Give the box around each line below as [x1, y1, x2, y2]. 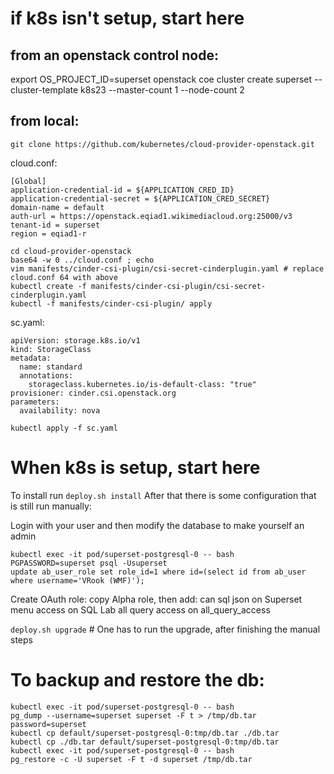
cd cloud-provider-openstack [10, 246, 132, 256]
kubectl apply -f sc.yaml [10, 423, 118, 433]
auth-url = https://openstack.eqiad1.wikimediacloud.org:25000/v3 [10, 211, 293, 221]
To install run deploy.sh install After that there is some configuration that [10, 489, 317, 501]
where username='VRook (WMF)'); [10, 575, 145, 586]
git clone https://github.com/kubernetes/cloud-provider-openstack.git [10, 139, 315, 149]
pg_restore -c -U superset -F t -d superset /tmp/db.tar [10, 754, 253, 764]
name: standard [19, 362, 83, 372]
